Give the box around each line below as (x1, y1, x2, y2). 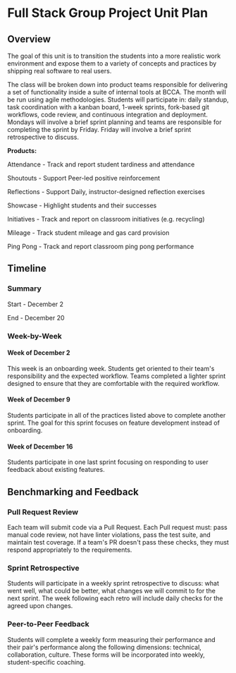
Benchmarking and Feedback (7, 485, 139, 498)
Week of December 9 (7, 395, 70, 404)
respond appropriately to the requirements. (7, 545, 132, 554)
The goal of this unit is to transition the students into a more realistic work (7, 51, 221, 60)
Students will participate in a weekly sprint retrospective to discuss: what (7, 579, 220, 588)
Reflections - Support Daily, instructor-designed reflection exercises (7, 188, 206, 195)
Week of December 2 (7, 348, 70, 357)
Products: (7, 147, 37, 154)
